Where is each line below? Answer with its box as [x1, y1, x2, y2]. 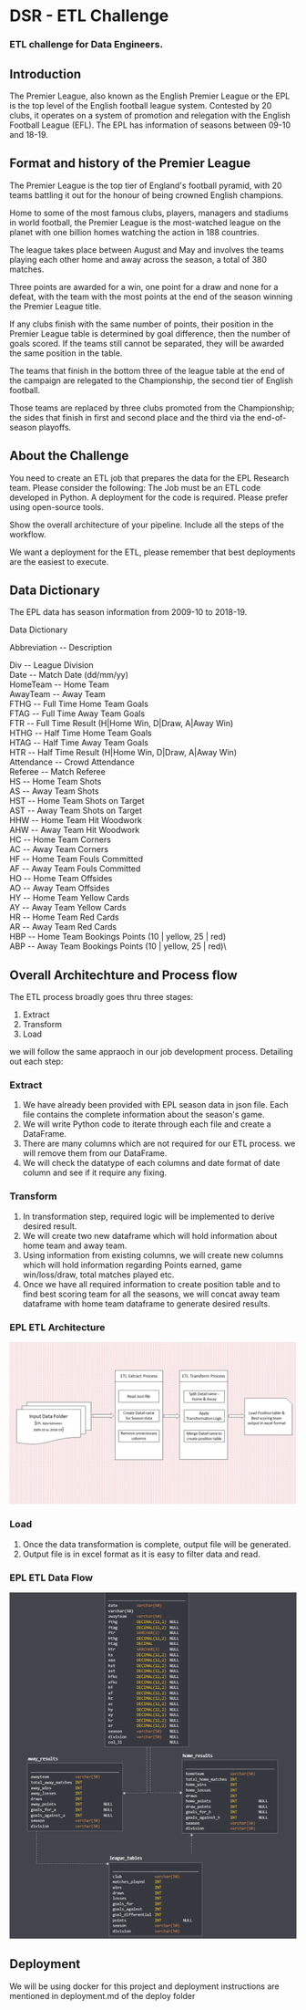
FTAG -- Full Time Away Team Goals [9, 708, 146, 719]
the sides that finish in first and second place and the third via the [9, 411, 255, 422]
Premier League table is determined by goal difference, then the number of [9, 328, 291, 338]
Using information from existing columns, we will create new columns [22, 1249, 284, 1260]
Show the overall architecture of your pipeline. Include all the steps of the [9, 519, 284, 530]
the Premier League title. [9, 300, 102, 311]
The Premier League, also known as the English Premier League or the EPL [9, 90, 291, 101]
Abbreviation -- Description [9, 642, 112, 653]
